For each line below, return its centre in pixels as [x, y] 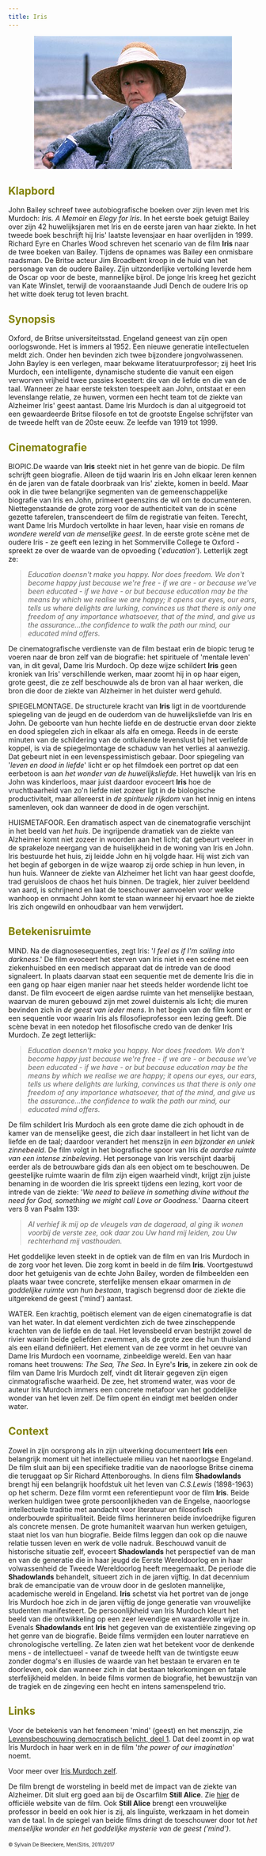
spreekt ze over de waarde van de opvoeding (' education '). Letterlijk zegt [128, 551]
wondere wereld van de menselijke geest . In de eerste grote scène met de [129, 534]
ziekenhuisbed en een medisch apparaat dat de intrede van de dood [120, 968]
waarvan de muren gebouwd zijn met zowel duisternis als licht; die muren [128, 1001]
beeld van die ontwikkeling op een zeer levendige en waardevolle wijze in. [129, 1619]
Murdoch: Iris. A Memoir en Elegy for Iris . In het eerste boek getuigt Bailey [129, 219]
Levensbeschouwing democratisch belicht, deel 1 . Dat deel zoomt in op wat [131, 1739]
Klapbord [32, 191]
